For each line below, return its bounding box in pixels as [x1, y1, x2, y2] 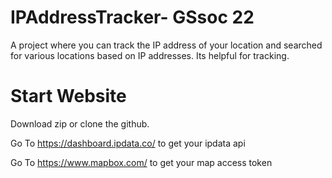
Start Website [10, 85, 127, 108]
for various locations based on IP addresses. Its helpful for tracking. [10, 49, 290, 61]
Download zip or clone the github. [10, 117, 150, 130]
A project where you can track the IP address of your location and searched [10, 39, 323, 51]
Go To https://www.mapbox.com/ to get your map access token [10, 156, 273, 168]
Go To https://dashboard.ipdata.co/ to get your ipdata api [10, 137, 246, 149]
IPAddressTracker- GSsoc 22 [10, 6, 255, 29]
